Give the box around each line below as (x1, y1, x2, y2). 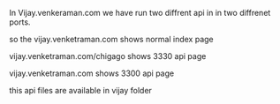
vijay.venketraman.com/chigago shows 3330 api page (9, 51, 207, 61)
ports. (9, 17, 31, 27)
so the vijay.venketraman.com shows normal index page (9, 34, 214, 44)
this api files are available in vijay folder (9, 85, 153, 95)
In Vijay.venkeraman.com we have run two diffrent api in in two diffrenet (9, 8, 271, 18)
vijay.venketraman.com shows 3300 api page (9, 68, 175, 78)
